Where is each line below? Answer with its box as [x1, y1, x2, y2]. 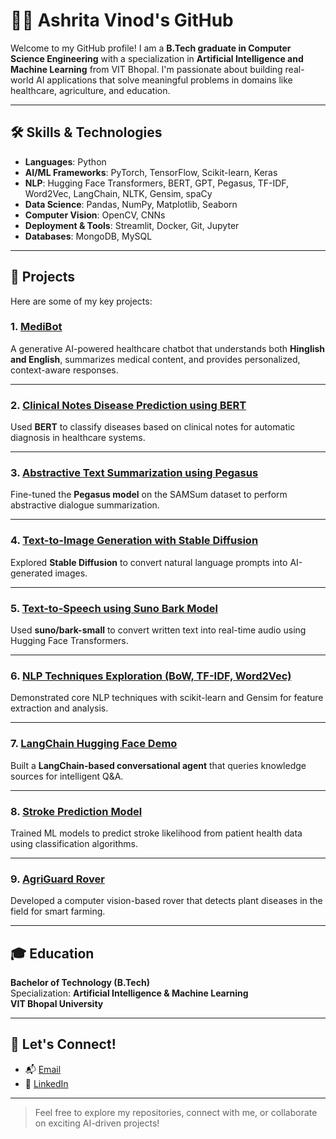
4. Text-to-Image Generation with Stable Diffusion [10, 534, 259, 548]
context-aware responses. [10, 364, 119, 376]
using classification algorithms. [10, 837, 138, 849]
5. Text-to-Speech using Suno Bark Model [10, 601, 219, 615]
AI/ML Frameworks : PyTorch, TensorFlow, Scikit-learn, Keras [24, 166, 278, 178]
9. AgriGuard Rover [10, 872, 105, 886]
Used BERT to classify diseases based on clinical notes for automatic [10, 421, 296, 433]
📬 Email [24, 1063, 62, 1075]
